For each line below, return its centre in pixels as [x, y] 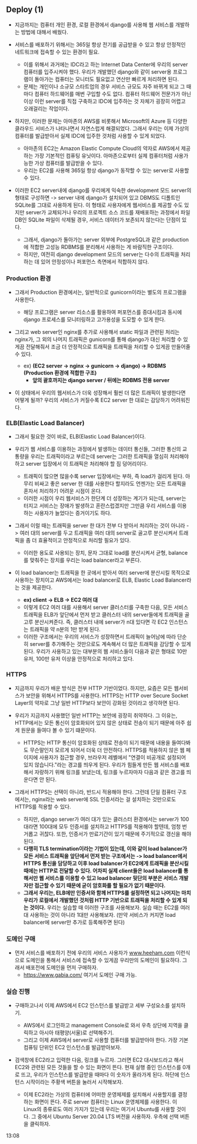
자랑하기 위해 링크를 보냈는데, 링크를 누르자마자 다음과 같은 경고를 [110, 772]
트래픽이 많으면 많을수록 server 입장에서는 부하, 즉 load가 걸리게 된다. [103, 476]
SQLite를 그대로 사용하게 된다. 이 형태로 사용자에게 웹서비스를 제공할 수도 [99, 205]
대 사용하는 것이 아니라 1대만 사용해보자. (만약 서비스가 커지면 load [100, 914]
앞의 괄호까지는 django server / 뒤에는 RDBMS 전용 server [101, 380]
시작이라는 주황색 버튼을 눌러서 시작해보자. [74, 1082]
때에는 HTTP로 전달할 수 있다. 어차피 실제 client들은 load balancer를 [103, 870]
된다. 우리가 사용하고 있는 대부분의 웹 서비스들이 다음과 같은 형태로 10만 [105, 651]
